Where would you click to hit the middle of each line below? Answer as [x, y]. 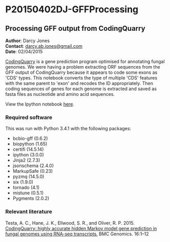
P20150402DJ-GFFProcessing [72, 9]
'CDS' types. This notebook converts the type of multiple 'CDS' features [81, 78]
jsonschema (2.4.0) [33, 166]
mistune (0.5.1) [28, 193]
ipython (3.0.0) [28, 155]
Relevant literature [29, 212]
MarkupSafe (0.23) [33, 171]
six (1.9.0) [23, 182]
